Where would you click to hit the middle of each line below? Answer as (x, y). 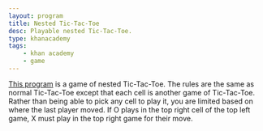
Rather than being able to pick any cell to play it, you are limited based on (131, 101)
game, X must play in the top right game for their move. (101, 118)
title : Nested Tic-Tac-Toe (54, 23)
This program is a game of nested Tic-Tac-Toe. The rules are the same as (131, 84)
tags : (17, 46)
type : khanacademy (39, 38)
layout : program (36, 16)
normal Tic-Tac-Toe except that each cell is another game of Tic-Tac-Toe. (132, 92)
